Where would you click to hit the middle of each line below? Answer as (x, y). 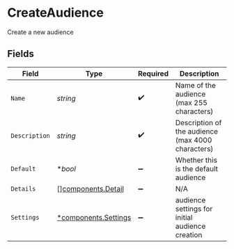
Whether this (196, 160)
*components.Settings (94, 217)
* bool (67, 168)
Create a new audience (41, 32)
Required (154, 73)
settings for (194, 209)
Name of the (195, 85)
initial (184, 217)
